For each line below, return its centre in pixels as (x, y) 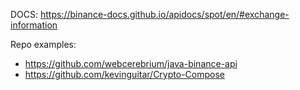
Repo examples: (43, 44)
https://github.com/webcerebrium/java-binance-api (131, 63)
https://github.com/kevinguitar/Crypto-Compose (124, 74)
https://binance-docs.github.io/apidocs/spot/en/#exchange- (165, 14)
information (34, 25)
